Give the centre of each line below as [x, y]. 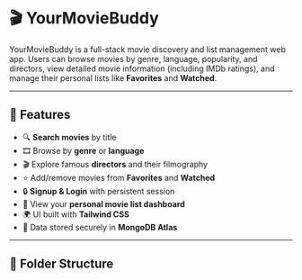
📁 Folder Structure [62, 264]
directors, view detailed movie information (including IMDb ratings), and [142, 68]
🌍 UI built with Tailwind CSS [76, 214]
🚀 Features [40, 115]
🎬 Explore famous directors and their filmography [115, 164]
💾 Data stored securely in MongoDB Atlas [100, 227]
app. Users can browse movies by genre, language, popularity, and [133, 59]
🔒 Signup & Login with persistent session [98, 191]
